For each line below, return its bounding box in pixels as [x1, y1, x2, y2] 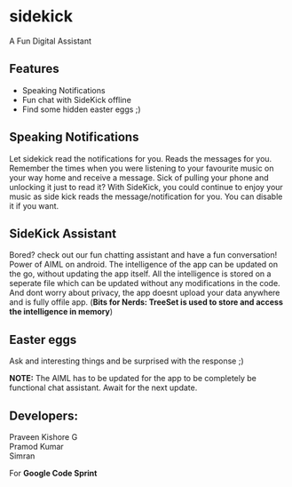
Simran [9, 451, 36, 461]
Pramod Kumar [9, 442, 64, 451]
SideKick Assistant [9, 226, 117, 241]
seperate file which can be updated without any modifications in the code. [9, 278, 281, 289]
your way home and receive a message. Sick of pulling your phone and [9, 172, 269, 183]
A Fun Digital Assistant [9, 36, 91, 46]
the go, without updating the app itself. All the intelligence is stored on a [9, 268, 272, 279]
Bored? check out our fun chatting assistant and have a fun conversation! [9, 250, 278, 260]
